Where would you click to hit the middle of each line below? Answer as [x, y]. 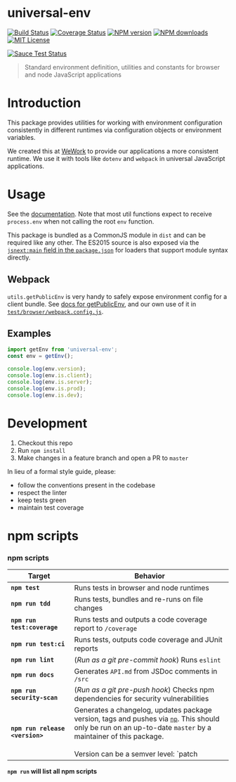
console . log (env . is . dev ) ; [45, 395]
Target [39, 576]
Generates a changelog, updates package [143, 710]
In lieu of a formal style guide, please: [61, 471]
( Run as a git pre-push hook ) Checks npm [144, 689]
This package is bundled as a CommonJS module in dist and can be [106, 235]
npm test [25, 588]
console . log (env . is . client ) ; [50, 376]
